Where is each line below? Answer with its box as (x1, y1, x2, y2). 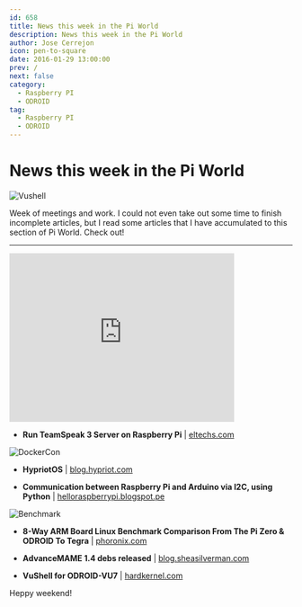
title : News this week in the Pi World (9, 22, 159, 31)
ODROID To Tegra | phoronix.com (22, 535, 147, 546)
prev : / (9, 64, 39, 73)
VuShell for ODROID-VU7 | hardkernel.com (22, 570, 183, 581)
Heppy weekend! (9, 587, 73, 598)
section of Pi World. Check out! (9, 227, 125, 237)
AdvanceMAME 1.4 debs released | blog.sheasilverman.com (22, 552, 250, 563)
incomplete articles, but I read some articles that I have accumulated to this (9, 217, 288, 228)
